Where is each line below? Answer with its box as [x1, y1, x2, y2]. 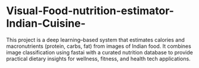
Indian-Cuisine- [6, 17, 86, 30]
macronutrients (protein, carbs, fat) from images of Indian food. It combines [6, 43, 191, 50]
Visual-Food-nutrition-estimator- [6, 4, 174, 18]
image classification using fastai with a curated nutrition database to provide [6, 48, 193, 56]
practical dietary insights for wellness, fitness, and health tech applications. [6, 55, 191, 62]
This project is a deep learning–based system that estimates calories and [6, 36, 185, 43]
